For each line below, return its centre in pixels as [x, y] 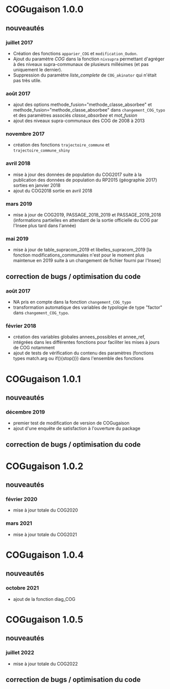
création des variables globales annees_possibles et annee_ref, [79, 337]
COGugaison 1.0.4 [45, 555]
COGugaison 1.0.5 [45, 619]
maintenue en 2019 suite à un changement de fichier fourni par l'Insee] [87, 261]
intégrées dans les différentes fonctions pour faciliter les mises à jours [86, 342]
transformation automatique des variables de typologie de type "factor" [88, 307]
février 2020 [22, 499]
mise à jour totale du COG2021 [45, 534]
